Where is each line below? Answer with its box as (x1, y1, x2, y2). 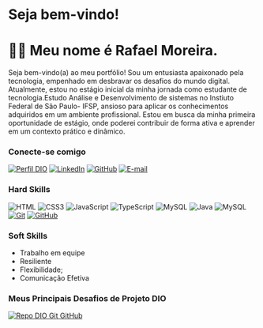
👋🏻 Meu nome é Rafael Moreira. (8, 42, 219, 60)
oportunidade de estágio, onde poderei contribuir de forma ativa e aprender (8, 119, 255, 128)
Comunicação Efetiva (19, 273, 89, 283)
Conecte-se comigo (8, 146, 87, 157)
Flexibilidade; (19, 265, 63, 274)
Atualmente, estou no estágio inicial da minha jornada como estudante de (8, 85, 247, 94)
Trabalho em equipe (19, 248, 85, 258)
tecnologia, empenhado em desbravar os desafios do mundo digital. (8, 77, 231, 86)
